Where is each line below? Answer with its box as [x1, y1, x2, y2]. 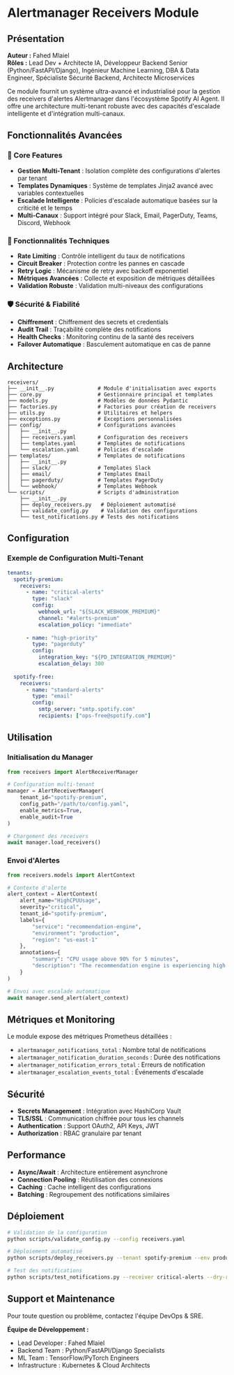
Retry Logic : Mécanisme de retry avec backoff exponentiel [17, 266, 189, 275]
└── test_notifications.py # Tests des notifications [19, 514, 179, 521]
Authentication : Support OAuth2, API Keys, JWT [17, 1122, 159, 1130]
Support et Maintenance [7, 1293, 115, 1305]
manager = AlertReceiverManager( [7, 788, 104, 795]
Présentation [7, 33, 65, 45]
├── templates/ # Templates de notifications [7, 452, 186, 459]
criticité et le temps [17, 203, 73, 212]
